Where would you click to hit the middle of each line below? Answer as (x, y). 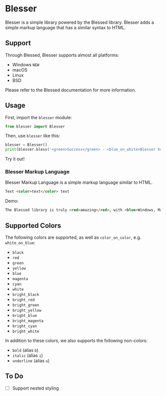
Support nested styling (36, 388)
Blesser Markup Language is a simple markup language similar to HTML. (79, 182)
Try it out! (15, 159)
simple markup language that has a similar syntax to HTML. (65, 27)
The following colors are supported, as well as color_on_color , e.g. (73, 237)
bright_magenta (28, 321)
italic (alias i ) (27, 355)
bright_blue (24, 316)
